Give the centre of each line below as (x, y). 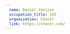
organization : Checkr (32, 19)
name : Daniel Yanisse (32, 10)
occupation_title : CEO (33, 14)
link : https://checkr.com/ (37, 24)
